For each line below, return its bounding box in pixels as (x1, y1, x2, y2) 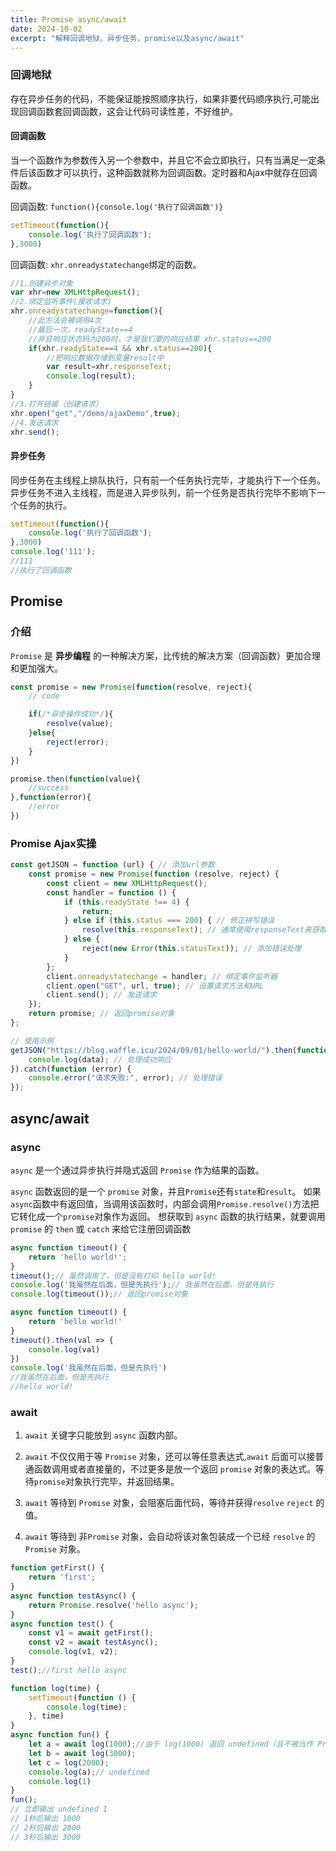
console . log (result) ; (46, 371, 137, 381)
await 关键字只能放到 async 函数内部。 (24, 1429, 183, 1441)
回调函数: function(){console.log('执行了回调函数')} (10, 200, 224, 212)
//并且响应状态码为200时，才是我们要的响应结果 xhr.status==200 (28, 334, 272, 344)
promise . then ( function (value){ (10, 774, 141, 784)
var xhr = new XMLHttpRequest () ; (10, 287, 141, 298)
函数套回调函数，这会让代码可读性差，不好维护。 (36, 105, 238, 117)
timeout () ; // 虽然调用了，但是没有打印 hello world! (10, 1271, 217, 1281)
